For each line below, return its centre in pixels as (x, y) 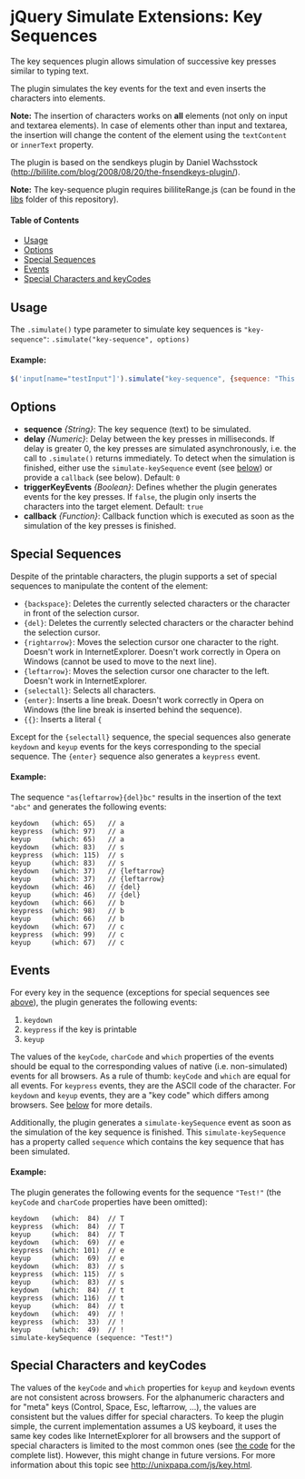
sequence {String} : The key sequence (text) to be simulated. (137, 429)
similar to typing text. (49, 71)
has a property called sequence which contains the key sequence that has (148, 1141)
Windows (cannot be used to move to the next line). (120, 661)
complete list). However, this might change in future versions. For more (143, 1454)
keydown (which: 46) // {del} (76, 887)
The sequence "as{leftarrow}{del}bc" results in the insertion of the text (146, 797)
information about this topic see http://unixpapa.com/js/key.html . (132, 1464)
